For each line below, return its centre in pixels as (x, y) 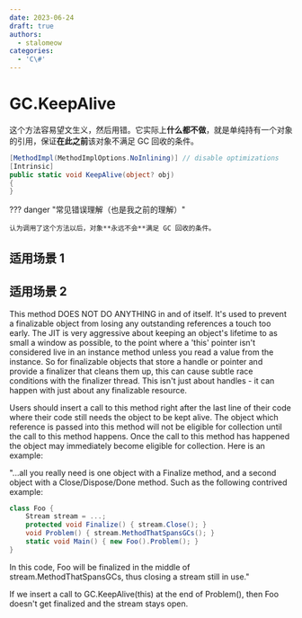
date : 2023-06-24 (42, 18)
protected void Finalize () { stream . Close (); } (116, 525)
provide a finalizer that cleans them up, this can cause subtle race (131, 371)
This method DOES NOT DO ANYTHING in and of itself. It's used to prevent (148, 313)
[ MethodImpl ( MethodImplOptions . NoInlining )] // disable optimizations (144, 158)
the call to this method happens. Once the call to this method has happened (150, 436)
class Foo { (31, 508)
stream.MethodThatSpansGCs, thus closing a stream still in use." (129, 577)
